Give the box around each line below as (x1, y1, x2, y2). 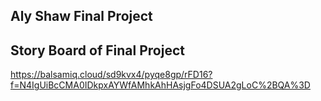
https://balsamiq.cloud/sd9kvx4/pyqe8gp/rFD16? (10, 69, 213, 81)
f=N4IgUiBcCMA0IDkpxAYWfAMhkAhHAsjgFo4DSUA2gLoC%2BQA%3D (10, 79, 311, 91)
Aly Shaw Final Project (10, 8, 153, 25)
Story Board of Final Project (10, 42, 185, 59)
